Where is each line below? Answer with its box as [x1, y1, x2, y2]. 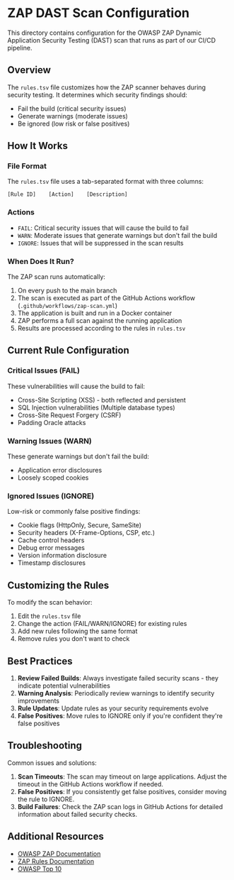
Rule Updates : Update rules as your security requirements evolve [17, 704, 209, 713]
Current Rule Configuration [7, 344, 129, 356]
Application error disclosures [17, 466, 103, 475]
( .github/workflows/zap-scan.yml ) [17, 302, 118, 310]
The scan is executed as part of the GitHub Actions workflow [17, 294, 196, 302]
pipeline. [7, 43, 33, 52]
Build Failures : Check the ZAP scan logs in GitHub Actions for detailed [17, 802, 223, 810]
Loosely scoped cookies [17, 473, 89, 482]
